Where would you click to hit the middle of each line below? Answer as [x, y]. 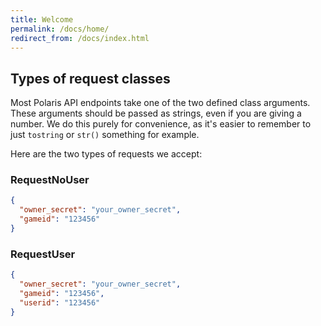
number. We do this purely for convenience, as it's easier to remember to [161, 124]
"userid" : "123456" [60, 302]
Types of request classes [90, 78]
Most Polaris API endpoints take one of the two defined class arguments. [160, 103]
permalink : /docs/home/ [60, 29]
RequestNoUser [50, 180]
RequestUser [43, 254]
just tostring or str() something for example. [105, 135]
